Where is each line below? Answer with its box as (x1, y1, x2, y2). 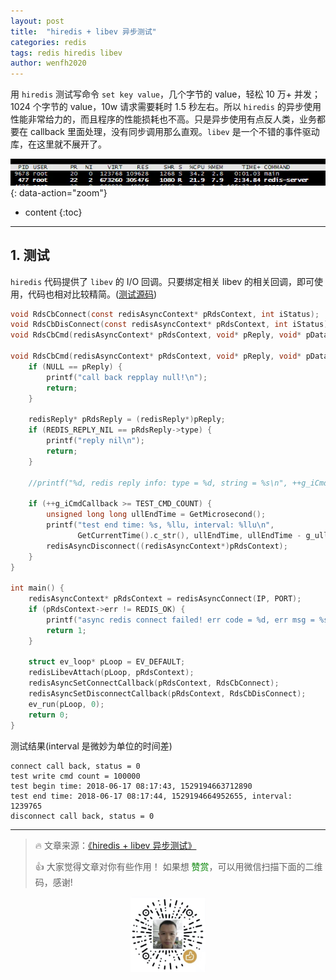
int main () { (10, 583, 65, 594)
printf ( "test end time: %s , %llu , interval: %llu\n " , (46, 520, 275, 530)
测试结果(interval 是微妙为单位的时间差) (10, 740, 173, 752)
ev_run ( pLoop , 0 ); (28, 699, 105, 709)
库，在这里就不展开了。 (10, 138, 107, 150)
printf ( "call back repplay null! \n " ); (46, 372, 208, 382)
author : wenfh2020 (10, 58, 87, 69)
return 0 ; (28, 710, 70, 720)
